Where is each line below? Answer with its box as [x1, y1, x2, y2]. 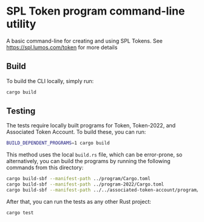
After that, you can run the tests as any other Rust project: [6, 198, 152, 205]
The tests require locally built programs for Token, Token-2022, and [6, 122, 176, 129]
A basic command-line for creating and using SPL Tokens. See [6, 37, 163, 44]
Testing [6, 106, 36, 116]
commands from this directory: [6, 164, 84, 171]
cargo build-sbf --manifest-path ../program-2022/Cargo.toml [6, 181, 165, 187]
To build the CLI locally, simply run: [6, 77, 94, 84]
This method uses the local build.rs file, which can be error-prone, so [6, 151, 183, 158]
